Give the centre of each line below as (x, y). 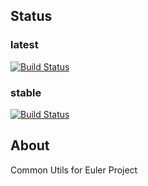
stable (26, 92)
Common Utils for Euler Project (74, 170)
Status (31, 16)
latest (24, 45)
